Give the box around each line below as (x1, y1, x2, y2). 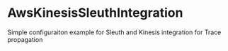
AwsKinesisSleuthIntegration (7, 5, 183, 21)
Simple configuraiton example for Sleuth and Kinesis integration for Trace (7, 28, 222, 36)
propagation (7, 35, 43, 43)
